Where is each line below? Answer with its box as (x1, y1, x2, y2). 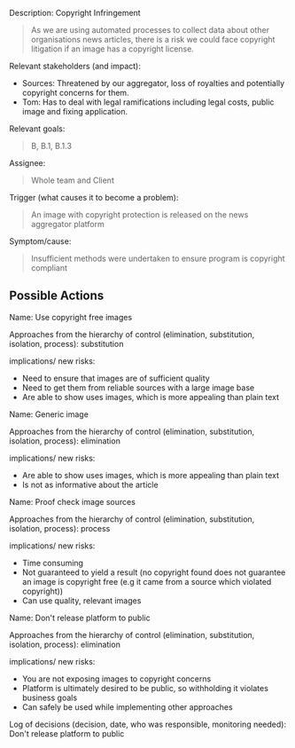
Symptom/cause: (9, 236, 72, 247)
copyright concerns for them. (21, 88, 130, 98)
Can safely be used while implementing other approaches (21, 701, 233, 713)
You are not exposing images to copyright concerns (21, 673, 212, 684)
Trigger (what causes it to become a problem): (9, 193, 179, 202)
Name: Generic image (9, 408, 89, 420)
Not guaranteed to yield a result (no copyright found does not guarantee (21, 567, 286, 578)
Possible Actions (9, 288, 105, 303)
